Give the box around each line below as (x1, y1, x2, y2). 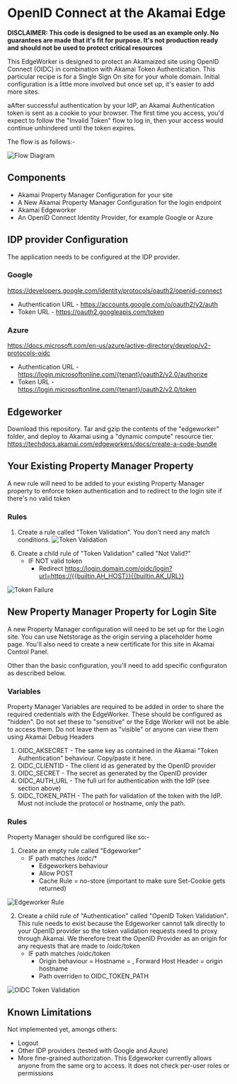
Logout (17, 1039, 39, 1047)
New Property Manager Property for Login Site (7, 606, 217, 618)
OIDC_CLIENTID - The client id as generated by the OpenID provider (17, 761, 216, 770)
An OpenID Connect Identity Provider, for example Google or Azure (17, 213, 214, 221)
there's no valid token (7, 494, 71, 503)
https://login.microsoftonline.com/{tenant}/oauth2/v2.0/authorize (17, 370, 208, 379)
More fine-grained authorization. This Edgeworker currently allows (17, 1054, 212, 1063)
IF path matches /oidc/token (28, 949, 111, 958)
